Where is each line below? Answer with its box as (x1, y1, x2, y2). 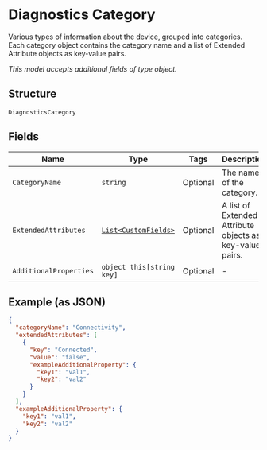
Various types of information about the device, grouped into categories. (8, 32, 243, 41)
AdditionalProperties (12, 266, 94, 275)
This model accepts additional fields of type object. (8, 64, 177, 73)
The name (222, 167, 260, 178)
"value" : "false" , (29, 353, 91, 361)
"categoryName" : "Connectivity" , (15, 324, 126, 332)
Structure (8, 87, 57, 101)
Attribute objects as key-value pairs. (8, 48, 127, 58)
